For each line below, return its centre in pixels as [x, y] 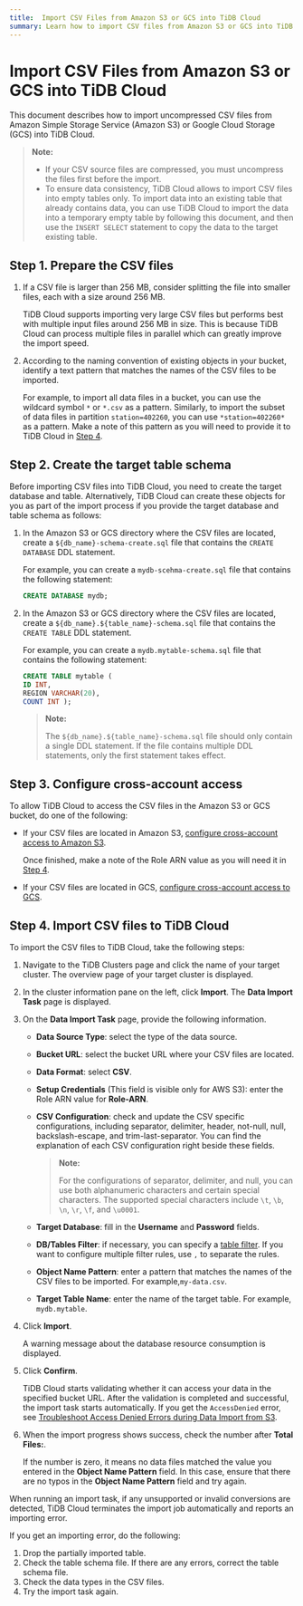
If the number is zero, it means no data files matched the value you [147, 1462]
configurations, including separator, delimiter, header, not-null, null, [161, 1126]
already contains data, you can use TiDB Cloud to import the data [167, 208]
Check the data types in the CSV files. [93, 1582]
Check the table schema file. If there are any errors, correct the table [151, 1563]
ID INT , [37, 685]
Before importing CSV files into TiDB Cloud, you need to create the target [146, 486]
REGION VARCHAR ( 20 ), [61, 693]
